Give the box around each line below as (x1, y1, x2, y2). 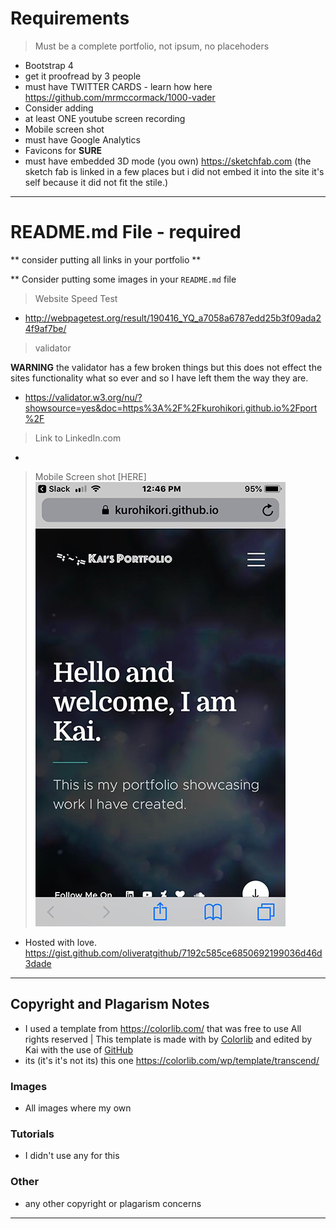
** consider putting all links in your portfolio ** (10, 253, 202, 266)
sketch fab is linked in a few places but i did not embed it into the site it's (24, 165, 325, 177)
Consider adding (24, 102, 94, 114)
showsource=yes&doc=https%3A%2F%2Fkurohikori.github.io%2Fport (24, 402, 318, 414)
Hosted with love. (24, 936, 98, 948)
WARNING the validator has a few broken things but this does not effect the (10, 361, 323, 373)
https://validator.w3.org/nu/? (24, 391, 143, 403)
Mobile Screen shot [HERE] (34, 470, 147, 482)
